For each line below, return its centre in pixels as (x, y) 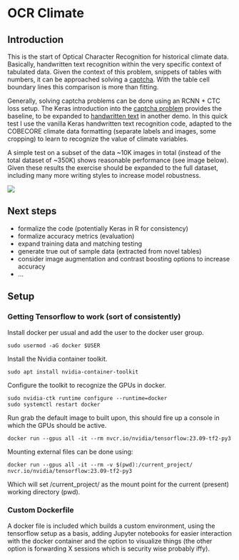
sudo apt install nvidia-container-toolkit (73, 372)
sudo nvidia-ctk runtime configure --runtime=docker (87, 398)
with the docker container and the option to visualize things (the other (110, 541)
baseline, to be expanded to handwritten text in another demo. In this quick (118, 116)
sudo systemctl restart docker (54, 404)
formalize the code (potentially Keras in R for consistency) (103, 228)
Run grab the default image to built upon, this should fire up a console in (113, 417)
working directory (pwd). (44, 491)
